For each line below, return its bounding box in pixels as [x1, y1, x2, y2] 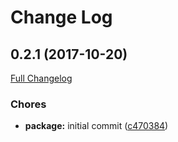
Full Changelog [10, 72, 73, 84]
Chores [10, 97, 47, 111]
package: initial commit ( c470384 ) [24, 120, 169, 132]
